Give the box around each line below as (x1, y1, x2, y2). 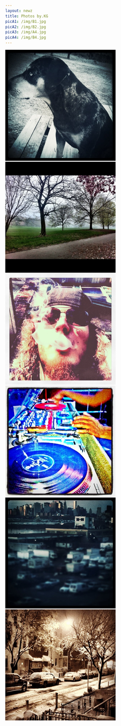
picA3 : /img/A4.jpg (5, 29, 46, 35)
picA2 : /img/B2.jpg (5, 24, 46, 29)
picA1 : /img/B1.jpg (5, 19, 46, 24)
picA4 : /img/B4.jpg (5, 35, 46, 40)
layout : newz (5, 8, 33, 13)
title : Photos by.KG (5, 13, 49, 19)
